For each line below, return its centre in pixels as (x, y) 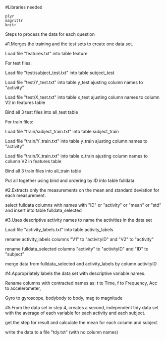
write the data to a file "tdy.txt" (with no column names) (62, 332)
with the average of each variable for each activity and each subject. (75, 313)
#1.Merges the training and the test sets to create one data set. (69, 44)
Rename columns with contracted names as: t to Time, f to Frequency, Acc (81, 283)
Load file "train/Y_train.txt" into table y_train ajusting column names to (76, 141)
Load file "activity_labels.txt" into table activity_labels (59, 230)
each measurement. (26, 195)
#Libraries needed (24, 7)
